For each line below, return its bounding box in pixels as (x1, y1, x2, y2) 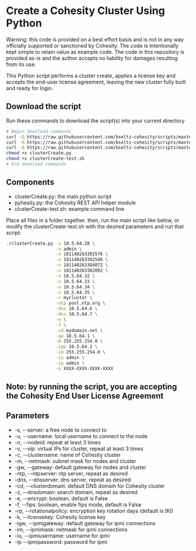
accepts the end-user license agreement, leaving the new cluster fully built (6, 78, 186, 85)
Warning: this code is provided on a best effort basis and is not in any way (6, 36, 184, 43)
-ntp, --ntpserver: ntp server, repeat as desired (14, 470, 128, 477)
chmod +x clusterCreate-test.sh (6, 156, 85, 162)
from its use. (6, 60, 36, 68)
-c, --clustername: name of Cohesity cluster (14, 451, 121, 458)
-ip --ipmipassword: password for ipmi (14, 538, 108, 545)
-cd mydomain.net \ (55, 327, 103, 333)
